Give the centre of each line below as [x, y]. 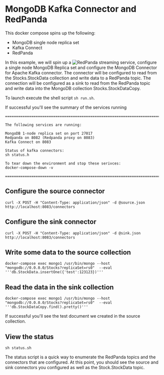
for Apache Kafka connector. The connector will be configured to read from [81, 72]
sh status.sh [18, 348]
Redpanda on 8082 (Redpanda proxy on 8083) [50, 138]
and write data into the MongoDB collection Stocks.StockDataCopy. [73, 88]
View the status [29, 337]
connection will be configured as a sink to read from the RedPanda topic [78, 83]
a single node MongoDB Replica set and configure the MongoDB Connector [81, 68]
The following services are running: [43, 125]
